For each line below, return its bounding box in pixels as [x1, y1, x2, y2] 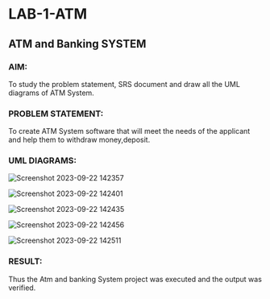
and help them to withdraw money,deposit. [8, 135, 151, 145]
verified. [8, 283, 36, 293]
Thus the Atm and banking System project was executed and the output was [8, 274, 262, 284]
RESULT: [8, 255, 43, 267]
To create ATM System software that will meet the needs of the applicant [8, 127, 251, 136]
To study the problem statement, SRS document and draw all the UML [8, 79, 240, 89]
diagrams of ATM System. [8, 88, 94, 98]
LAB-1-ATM [8, 5, 87, 23]
